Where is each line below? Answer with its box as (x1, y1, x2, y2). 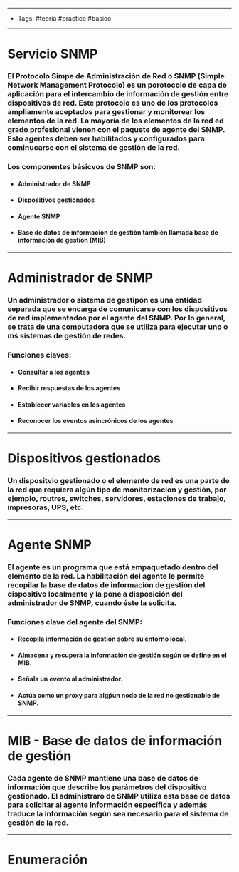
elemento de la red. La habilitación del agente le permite (7, 571, 205, 581)
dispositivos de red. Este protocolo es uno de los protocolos (7, 98, 218, 108)
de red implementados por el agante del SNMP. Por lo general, (7, 313, 226, 323)
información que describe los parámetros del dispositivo (7, 782, 207, 792)
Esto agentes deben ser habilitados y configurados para (7, 133, 205, 143)
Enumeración (7, 852, 88, 868)
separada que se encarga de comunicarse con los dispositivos (7, 304, 228, 314)
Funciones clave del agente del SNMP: (7, 617, 143, 627)
